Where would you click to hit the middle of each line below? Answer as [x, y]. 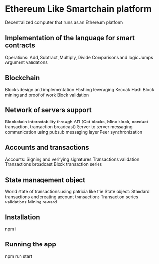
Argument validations [26, 62]
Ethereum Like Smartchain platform [79, 9]
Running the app [30, 244]
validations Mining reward [31, 202]
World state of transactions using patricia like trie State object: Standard [77, 192]
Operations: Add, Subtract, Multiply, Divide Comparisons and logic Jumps [79, 57]
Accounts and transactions [47, 147]
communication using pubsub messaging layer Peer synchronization [74, 132]
